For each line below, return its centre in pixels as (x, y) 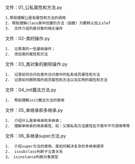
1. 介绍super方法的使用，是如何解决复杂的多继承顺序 (55, 146)
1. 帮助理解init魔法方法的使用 (35, 100)
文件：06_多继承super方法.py (36, 136)
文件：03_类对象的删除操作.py (36, 64)
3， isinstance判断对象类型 (32, 157)
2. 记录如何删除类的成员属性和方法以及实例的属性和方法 (56, 80)
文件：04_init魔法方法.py (31, 90)
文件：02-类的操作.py (28, 38)
